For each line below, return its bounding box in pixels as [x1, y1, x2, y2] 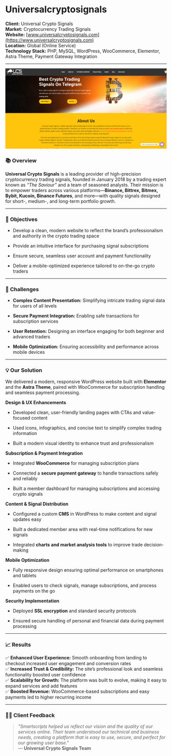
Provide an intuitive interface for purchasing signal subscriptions [12, 243, 149, 249]
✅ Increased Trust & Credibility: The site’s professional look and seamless [5, 666, 163, 672]
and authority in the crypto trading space [12, 233, 100, 239]
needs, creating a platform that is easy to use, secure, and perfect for [17, 734, 166, 741]
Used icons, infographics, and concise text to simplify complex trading [12, 425, 162, 431]
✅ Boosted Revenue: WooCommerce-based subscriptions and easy [5, 688, 150, 694]
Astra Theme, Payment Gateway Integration [5, 53, 97, 60]
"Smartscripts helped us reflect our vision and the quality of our [17, 723, 153, 730]
